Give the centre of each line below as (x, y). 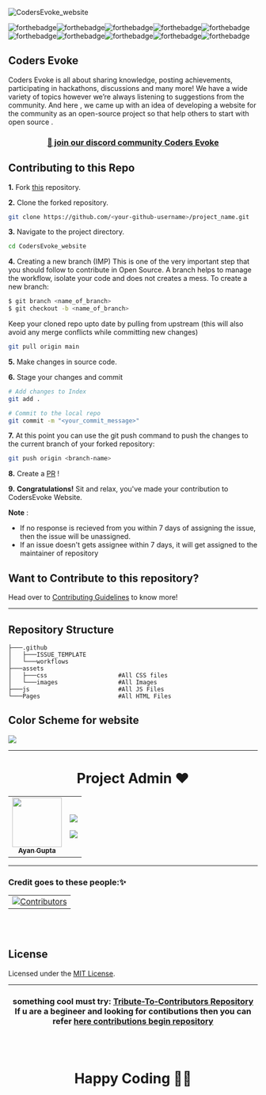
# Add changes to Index (47, 392)
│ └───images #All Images (83, 682)
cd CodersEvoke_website (47, 246)
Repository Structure (61, 629)
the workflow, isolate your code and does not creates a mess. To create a (128, 278)
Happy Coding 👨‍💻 (133, 1079)
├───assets (26, 669)
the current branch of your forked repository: (82, 444)
